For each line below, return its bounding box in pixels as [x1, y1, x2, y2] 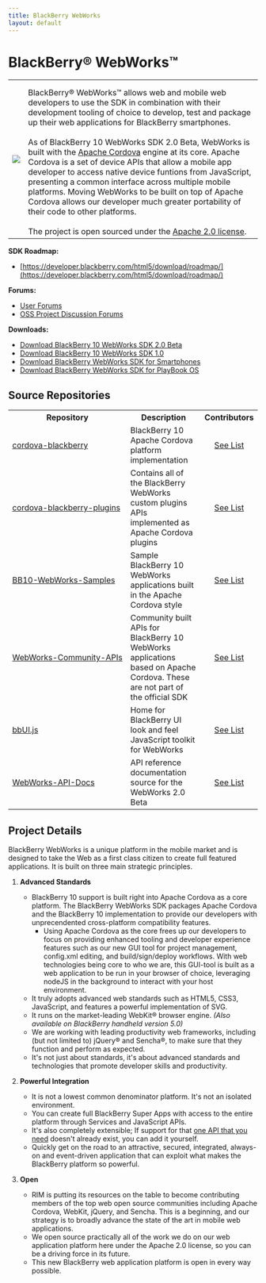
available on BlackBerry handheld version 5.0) [31, 1019, 184, 1028]
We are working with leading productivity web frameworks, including [31, 1028, 256, 1037]
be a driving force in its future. [31, 1249, 131, 1258]
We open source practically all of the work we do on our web [31, 1232, 231, 1242]
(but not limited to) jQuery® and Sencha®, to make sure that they [31, 1036, 243, 1046]
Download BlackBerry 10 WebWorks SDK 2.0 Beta [19, 340, 183, 350]
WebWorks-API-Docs [12, 777, 95, 788]
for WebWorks [130, 744, 184, 755]
